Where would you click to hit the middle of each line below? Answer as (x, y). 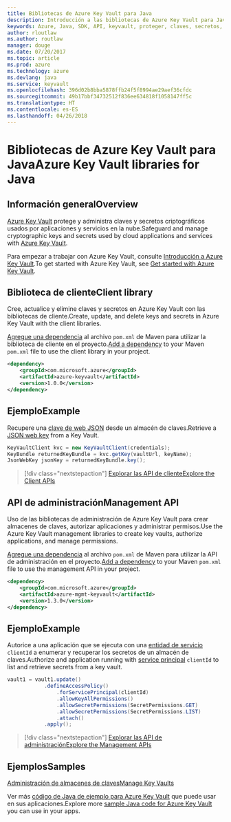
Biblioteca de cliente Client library (80, 293)
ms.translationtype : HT (41, 103)
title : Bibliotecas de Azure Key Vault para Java (80, 13)
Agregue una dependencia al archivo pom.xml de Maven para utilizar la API (112, 554)
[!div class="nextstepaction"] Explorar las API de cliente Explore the (119, 474)
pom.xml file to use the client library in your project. (79, 351)
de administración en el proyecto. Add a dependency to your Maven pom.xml (114, 562)
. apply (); (58, 724)
